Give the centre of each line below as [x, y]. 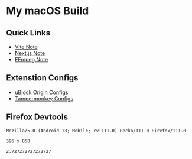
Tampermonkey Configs [44, 98]
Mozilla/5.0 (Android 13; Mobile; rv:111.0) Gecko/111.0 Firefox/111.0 [96, 131]
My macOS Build [48, 11]
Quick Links [28, 33]
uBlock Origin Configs [41, 92]
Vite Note [26, 47]
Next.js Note [30, 53]
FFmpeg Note [31, 59]
